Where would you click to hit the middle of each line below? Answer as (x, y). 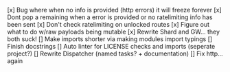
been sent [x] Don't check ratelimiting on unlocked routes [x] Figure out (108, 24)
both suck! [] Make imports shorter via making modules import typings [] (110, 39)
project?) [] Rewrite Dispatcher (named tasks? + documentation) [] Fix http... (115, 53)
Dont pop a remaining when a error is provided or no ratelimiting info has (110, 17)
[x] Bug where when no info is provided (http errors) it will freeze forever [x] (114, 10)
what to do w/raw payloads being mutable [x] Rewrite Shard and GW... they (114, 32)
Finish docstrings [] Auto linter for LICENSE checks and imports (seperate (111, 46)
